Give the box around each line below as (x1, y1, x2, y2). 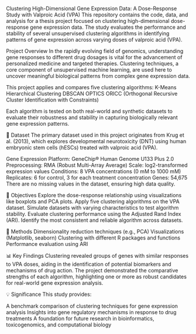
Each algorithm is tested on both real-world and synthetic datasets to (6, 108, 173, 114)
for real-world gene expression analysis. (6, 279, 104, 286)
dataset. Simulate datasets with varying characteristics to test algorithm (6, 204, 179, 211)
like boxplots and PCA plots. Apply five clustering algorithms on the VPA (6, 198, 180, 205)
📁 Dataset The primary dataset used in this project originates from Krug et (6, 131, 184, 139)
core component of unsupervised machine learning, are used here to (6, 66, 173, 73)
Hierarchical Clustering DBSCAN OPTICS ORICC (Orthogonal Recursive (6, 90, 178, 97)
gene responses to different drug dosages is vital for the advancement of (6, 54, 183, 60)
